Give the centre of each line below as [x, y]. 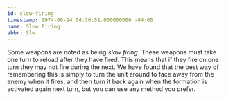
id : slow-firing [31, 13]
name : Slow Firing [34, 26]
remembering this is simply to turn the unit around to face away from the [111, 74]
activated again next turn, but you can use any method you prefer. [102, 89]
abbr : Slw [21, 33]
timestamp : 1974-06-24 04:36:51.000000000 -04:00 [80, 20]
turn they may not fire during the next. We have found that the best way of [113, 67]
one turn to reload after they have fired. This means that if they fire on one [113, 60]
